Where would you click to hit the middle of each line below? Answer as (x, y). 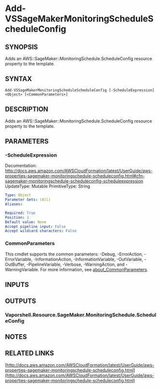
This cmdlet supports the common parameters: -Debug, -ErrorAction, (74, 254)
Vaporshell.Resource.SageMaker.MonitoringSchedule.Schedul (80, 315)
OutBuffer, (15, 264)
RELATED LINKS (29, 353)
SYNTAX (19, 79)
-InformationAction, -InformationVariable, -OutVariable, (88, 259)
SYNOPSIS (22, 47)
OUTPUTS (21, 301)
